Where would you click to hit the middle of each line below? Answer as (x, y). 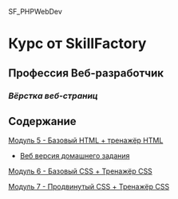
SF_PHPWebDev (35, 12)
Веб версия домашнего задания (75, 156)
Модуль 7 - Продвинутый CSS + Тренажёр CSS (89, 187)
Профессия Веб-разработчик (86, 73)
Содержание (43, 121)
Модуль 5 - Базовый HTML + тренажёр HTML (86, 140)
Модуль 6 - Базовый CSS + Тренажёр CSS (81, 171)
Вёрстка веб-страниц (53, 96)
